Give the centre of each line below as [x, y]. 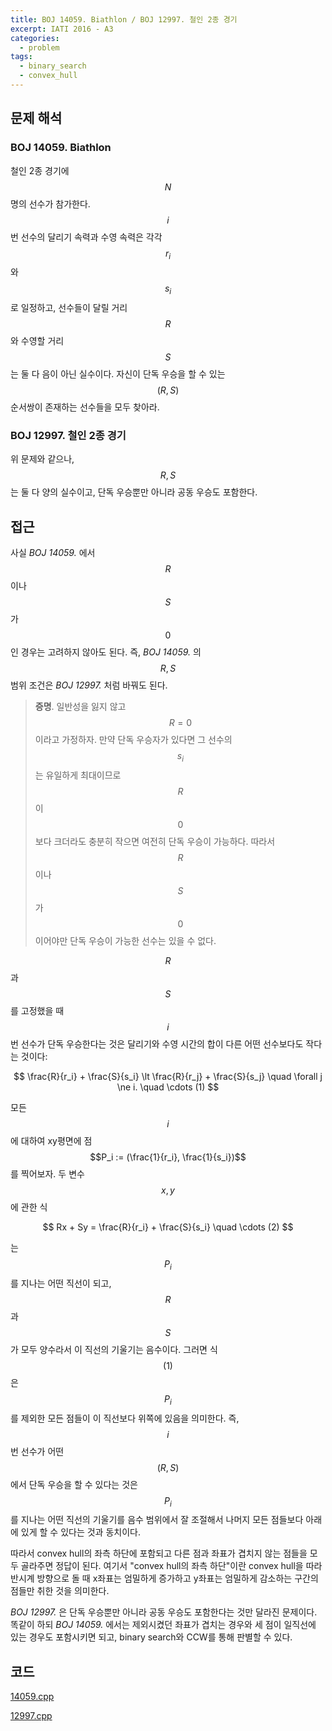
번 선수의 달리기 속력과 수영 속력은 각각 [86, 237]
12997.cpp [31, 1716]
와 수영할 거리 [37, 341]
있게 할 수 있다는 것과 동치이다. [80, 1532]
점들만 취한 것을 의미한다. [60, 1591]
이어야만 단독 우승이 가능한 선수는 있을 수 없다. [125, 941]
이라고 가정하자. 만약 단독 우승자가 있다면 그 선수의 [133, 740]
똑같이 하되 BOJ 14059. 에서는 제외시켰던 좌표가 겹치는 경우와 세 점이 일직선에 [163, 1625]
